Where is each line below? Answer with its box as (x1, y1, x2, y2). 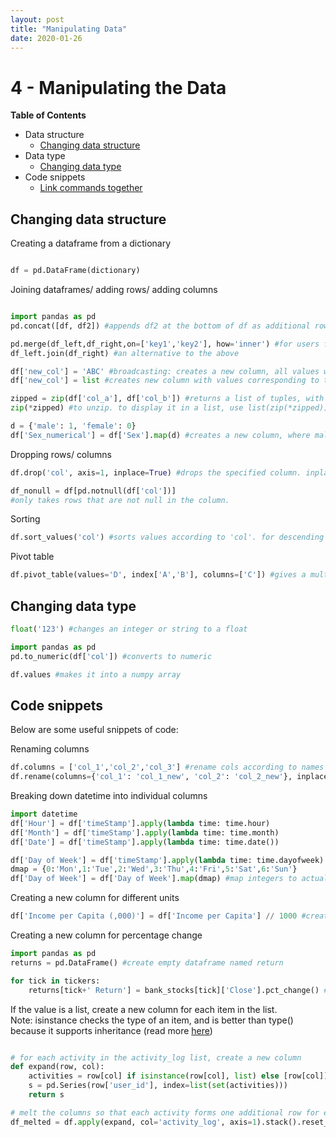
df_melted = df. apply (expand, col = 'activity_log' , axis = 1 (10, 1117, 257, 1127)
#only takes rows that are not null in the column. (10, 495, 230, 505)
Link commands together (39, 182, 143, 194)
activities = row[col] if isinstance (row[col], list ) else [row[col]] (28, 1071, 329, 1081)
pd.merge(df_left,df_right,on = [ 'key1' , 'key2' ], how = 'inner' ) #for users (10, 339, 320, 349)
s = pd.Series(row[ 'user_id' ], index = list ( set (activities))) (28, 1081, 288, 1091)
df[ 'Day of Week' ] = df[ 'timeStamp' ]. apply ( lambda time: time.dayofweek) (10, 855, 325, 865)
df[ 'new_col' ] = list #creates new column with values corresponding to (10, 376, 320, 386)
